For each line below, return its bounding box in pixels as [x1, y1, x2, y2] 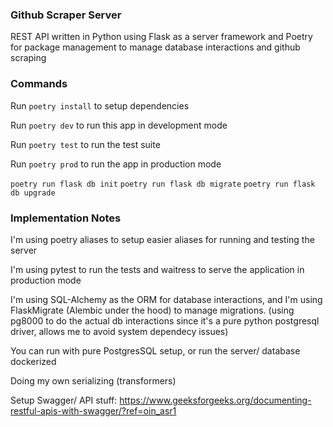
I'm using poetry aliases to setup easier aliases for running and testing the [10, 233, 315, 245]
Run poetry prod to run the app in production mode [10, 158, 222, 170]
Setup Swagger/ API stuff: [10, 394, 118, 406]
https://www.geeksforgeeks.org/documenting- [119, 394, 312, 406]
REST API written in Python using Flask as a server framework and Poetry [10, 31, 313, 43]
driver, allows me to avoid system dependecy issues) [10, 325, 229, 337]
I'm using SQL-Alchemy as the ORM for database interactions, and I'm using [10, 293, 323, 305]
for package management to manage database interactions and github [10, 41, 301, 53]
